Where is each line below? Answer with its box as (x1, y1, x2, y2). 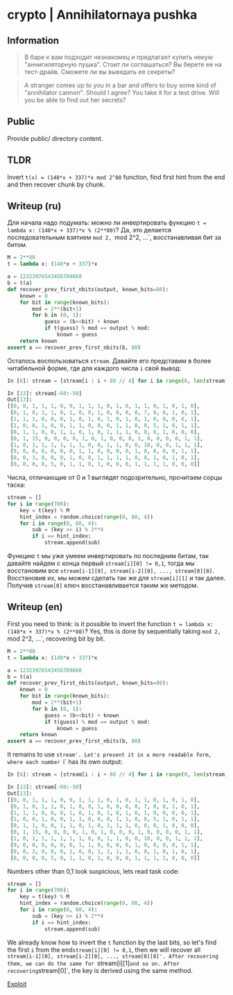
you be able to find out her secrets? (24, 96, 126, 104)
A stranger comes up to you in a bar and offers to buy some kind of (24, 81, 217, 89)
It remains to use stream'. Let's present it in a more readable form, (7, 750, 212, 759)
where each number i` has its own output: (7, 758, 123, 766)
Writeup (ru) (7, 200, 62, 212)
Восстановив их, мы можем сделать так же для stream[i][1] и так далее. (7, 574, 226, 582)
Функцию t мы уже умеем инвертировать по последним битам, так (7, 552, 209, 560)
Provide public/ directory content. (7, 134, 103, 142)
